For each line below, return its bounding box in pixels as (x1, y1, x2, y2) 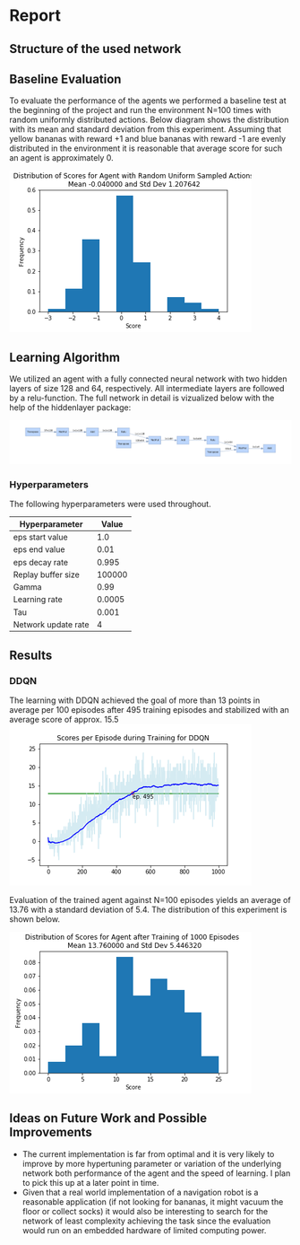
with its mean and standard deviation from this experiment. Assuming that (9, 124, 282, 135)
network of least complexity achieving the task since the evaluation (21, 1215, 271, 1226)
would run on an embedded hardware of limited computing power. (21, 1224, 267, 1235)
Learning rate (13, 594, 63, 605)
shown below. (9, 914, 61, 925)
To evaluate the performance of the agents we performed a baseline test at (9, 95, 287, 106)
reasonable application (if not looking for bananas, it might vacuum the (21, 1196, 284, 1207)
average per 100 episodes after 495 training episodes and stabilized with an (9, 705, 289, 715)
